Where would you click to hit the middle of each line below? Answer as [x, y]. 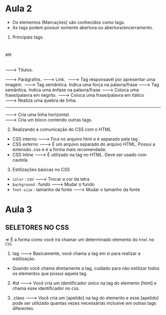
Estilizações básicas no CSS [41, 169]
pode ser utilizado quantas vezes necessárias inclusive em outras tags [84, 303]
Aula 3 [19, 209]
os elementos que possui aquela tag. [50, 273]
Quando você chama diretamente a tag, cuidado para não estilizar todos [86, 268]
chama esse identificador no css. [46, 288]
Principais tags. [28, 37]
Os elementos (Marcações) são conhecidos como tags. [68, 22]
